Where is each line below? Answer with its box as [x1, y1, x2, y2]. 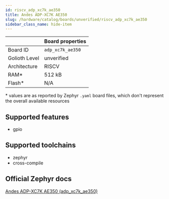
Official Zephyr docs [5, 175, 72, 183]
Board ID [8, 46, 29, 53]
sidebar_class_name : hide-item [5, 21, 72, 27]
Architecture [8, 63, 38, 70]
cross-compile [12, 160, 43, 166]
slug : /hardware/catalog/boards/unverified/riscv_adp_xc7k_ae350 [5, 17, 147, 22]
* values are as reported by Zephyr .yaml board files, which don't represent [5, 93, 164, 99]
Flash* [8, 79, 25, 87]
